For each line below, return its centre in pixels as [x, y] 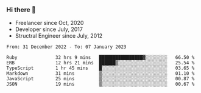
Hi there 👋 [21, 10]
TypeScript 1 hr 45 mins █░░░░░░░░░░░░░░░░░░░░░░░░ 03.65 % [100, 68]
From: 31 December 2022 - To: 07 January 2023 [66, 47]
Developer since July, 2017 [49, 29]
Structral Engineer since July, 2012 [59, 36]
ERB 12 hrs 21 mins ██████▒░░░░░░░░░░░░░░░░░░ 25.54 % [100, 63]
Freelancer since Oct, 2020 [49, 23]
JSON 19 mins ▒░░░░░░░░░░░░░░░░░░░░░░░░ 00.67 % [100, 84]
